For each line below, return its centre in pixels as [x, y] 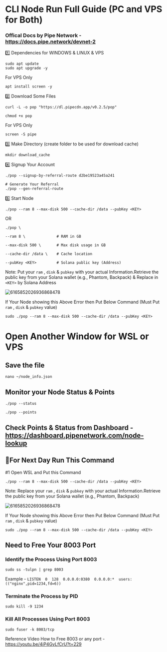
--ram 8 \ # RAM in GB [43, 237]
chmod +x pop [19, 116]
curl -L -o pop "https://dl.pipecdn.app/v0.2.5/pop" [61, 107]
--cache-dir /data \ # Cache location [49, 254]
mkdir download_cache [28, 155]
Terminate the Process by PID [42, 597]
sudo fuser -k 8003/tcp [30, 630]
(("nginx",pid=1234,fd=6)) [33, 584]
